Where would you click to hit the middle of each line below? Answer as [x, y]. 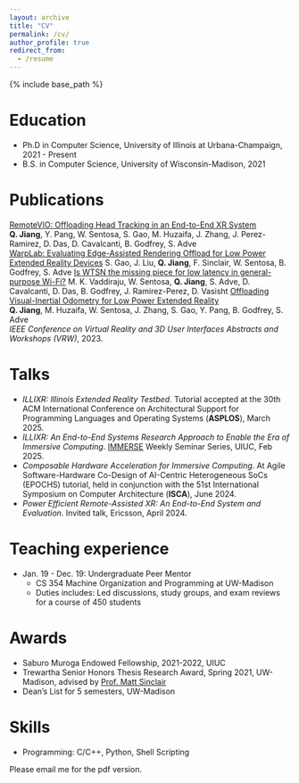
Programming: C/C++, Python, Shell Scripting [106, 752]
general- [256, 272]
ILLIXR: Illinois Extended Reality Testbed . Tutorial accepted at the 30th [151, 399]
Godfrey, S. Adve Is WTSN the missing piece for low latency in [124, 272]
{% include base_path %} [56, 84]
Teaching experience [89, 548]
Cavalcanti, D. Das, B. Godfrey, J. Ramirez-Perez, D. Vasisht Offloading [139, 291]
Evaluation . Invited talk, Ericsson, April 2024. [104, 513]
